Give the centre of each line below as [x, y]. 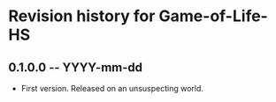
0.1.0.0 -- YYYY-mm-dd [76, 67]
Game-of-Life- [214, 16]
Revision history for [82, 16]
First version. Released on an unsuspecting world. [112, 88]
